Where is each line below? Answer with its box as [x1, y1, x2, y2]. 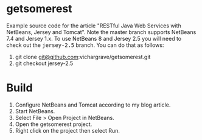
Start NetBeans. [15, 107, 55, 114]
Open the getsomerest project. [15, 121, 92, 128]
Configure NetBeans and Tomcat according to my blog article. [15, 101, 171, 108]
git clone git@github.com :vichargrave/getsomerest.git [15, 53, 151, 60]
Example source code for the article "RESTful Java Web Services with [6, 22, 181, 29]
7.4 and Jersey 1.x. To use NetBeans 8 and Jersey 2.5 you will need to [6, 35, 182, 42]
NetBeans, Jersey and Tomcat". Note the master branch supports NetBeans [6, 28, 197, 35]
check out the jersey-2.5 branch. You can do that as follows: [6, 41, 164, 49]
